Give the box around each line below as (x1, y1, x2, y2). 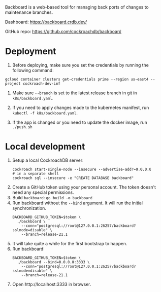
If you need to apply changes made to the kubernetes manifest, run (12, 105, 149, 110)
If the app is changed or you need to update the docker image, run (12, 119, 148, 125)
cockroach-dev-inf (23, 81, 61, 86)
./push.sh (12, 124, 33, 130)
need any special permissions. (12, 189, 74, 195)
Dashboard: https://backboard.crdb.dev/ (5, 19, 87, 25)
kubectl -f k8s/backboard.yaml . (12, 109, 78, 115)
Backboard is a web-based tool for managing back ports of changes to (5, 4, 149, 10)
